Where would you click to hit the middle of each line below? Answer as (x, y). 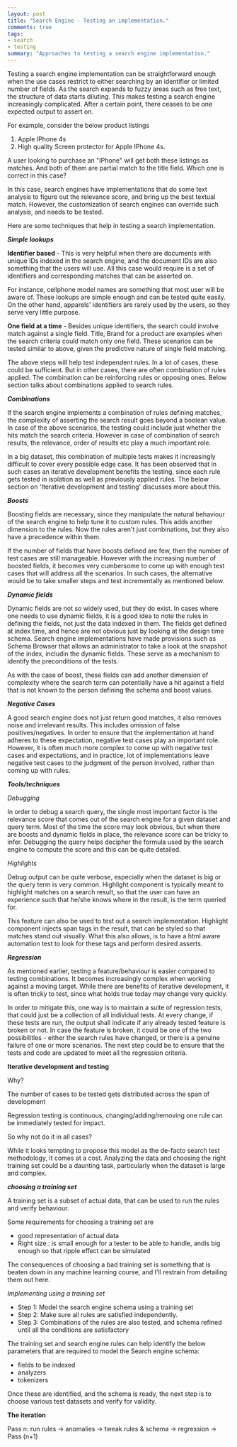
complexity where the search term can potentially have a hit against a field (116, 682)
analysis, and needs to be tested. (56, 212)
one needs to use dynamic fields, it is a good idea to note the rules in (108, 616)
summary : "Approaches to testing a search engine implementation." (109, 54)
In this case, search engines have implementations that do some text (107, 189)
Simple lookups (31, 239)
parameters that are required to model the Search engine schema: (104, 1351)
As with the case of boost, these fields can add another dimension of (108, 675)
